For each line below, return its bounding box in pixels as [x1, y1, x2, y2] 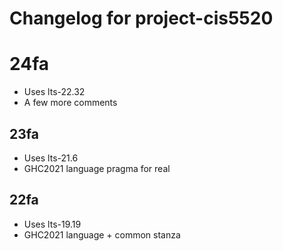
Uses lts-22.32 [23, 86, 86, 98]
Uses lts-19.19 [23, 218, 82, 230]
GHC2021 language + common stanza [23, 228, 181, 241]
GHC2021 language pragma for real [23, 162, 171, 174]
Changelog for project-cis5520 [9, 7, 274, 30]
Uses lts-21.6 [23, 152, 79, 164]
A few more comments [23, 97, 118, 109]
